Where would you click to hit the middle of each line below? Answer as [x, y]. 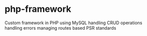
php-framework [38, 9]
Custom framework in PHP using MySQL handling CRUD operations [73, 23]
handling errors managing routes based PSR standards [61, 28]
